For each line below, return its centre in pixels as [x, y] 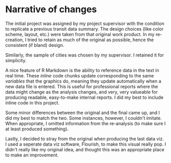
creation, [15, 40]
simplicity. [16, 60]
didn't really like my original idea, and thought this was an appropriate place [85, 149]
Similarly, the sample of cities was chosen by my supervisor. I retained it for [85, 55]
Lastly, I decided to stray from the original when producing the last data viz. [85, 139]
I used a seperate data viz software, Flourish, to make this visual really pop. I [86, 144]
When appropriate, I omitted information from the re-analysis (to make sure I [86, 123]
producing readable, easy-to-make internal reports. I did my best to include [84, 97]
